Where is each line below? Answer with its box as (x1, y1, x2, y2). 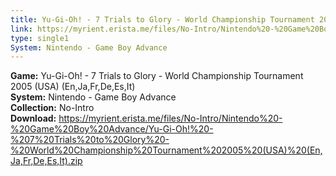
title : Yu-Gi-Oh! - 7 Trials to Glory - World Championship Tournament (10, 14, 315, 25)
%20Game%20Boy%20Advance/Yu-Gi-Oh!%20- (10, 123, 214, 135)
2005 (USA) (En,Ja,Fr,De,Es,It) (10, 81, 136, 93)
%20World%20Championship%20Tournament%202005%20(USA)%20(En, (10, 144, 323, 156)
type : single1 (10, 33, 70, 43)
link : (10, 24, 33, 34)
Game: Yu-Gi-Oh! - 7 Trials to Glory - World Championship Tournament (10, 70, 304, 82)
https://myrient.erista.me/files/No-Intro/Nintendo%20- (58, 112, 283, 125)
